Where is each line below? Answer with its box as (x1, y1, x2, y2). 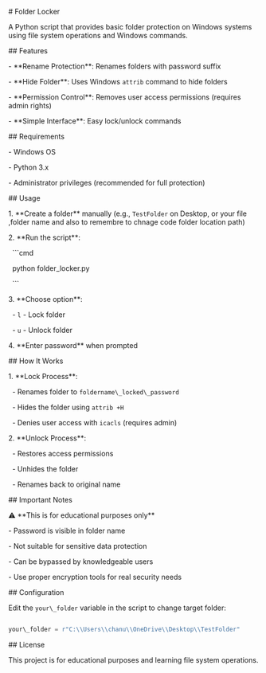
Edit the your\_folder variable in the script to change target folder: (8, 603, 227, 612)
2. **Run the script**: (8, 233, 81, 242)
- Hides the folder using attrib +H (11, 402, 124, 412)
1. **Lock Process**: (8, 372, 78, 381)
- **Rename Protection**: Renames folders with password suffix (8, 61, 221, 71)
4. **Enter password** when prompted (8, 341, 138, 350)
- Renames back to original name (11, 479, 121, 489)
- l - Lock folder (11, 310, 66, 319)
